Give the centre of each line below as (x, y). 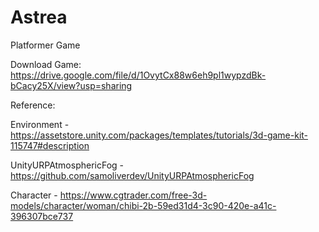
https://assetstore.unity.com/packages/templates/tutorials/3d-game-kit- (159, 135)
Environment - (40, 124)
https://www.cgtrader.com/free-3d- (133, 195)
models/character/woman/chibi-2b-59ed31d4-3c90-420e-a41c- (143, 205)
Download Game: (46, 64)
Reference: (33, 105)
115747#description (50, 145)
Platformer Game (45, 45)
